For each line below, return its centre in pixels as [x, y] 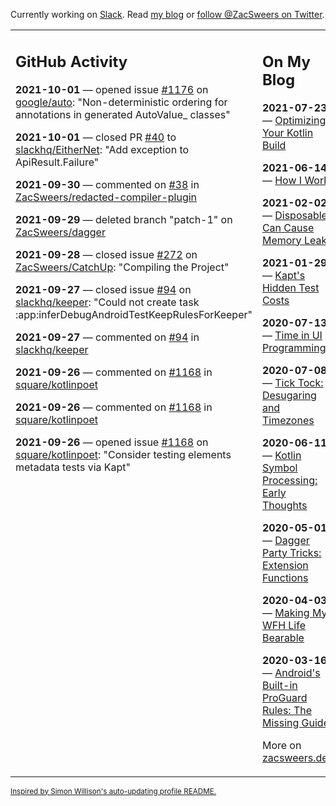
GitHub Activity [71, 61]
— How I [282, 180]
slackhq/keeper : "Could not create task [107, 302]
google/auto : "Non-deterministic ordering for [121, 102]
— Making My [294, 612]
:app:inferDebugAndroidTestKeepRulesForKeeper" [134, 314]
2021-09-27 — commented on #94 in [107, 337]
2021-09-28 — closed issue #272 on [106, 254]
